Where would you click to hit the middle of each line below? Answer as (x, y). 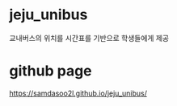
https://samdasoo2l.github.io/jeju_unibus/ (78, 93)
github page (51, 71)
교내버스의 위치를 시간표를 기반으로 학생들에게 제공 (89, 38)
